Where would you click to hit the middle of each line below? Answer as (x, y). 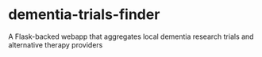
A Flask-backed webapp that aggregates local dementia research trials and (131, 36)
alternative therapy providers (56, 44)
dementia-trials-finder (84, 15)
